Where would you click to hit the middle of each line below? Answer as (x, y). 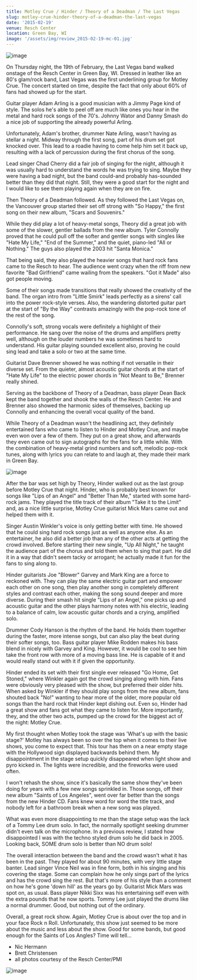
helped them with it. (30, 514)
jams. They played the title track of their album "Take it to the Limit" (100, 502)
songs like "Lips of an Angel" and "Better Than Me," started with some (91, 496)
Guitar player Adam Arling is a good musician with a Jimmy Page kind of (94, 103)
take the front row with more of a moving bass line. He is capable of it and (96, 655)
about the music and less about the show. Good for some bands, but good (96, 929)
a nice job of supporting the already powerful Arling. (69, 122)
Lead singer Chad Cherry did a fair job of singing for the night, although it (95, 163)
